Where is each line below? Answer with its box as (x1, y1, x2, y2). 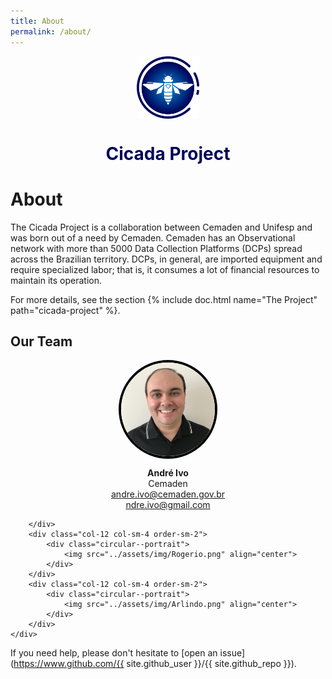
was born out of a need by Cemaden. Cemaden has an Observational (10, 231, 296, 244)
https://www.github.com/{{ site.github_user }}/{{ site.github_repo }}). (13, 658, 297, 670)
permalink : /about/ (10, 26, 92, 37)
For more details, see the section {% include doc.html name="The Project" (10, 293, 318, 305)
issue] (219, 647, 246, 659)
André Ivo (147, 467, 189, 479)
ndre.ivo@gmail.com (125, 499, 211, 511)
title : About (10, 16, 65, 26)
